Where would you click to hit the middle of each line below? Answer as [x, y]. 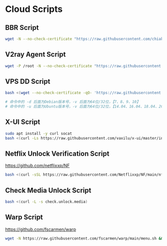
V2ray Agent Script [36, 55]
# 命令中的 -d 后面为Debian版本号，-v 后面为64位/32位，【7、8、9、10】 [73, 102]
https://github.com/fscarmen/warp [41, 229]
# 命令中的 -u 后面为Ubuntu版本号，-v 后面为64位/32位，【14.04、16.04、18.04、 [82, 107]
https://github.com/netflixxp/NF [38, 166]
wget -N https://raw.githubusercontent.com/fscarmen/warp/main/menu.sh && [84, 238]
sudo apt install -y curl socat [39, 133]
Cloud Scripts [34, 9]
